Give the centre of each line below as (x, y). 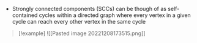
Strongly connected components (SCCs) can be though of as (89, 9)
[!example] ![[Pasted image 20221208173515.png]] (82, 33)
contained (25, 15)
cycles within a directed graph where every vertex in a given (115, 15)
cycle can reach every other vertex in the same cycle (79, 21)
